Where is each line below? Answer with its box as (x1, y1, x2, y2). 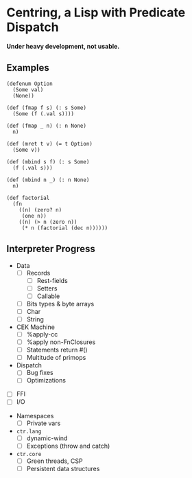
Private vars (26, 419, 61, 427)
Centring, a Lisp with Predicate (6, 5, 186, 21)
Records (26, 269, 51, 277)
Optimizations (26, 376, 67, 385)
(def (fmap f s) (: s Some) (6, 104, 87, 111)
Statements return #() (26, 345, 88, 354)
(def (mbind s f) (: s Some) (6, 158, 90, 166)
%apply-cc (26, 330, 58, 338)
